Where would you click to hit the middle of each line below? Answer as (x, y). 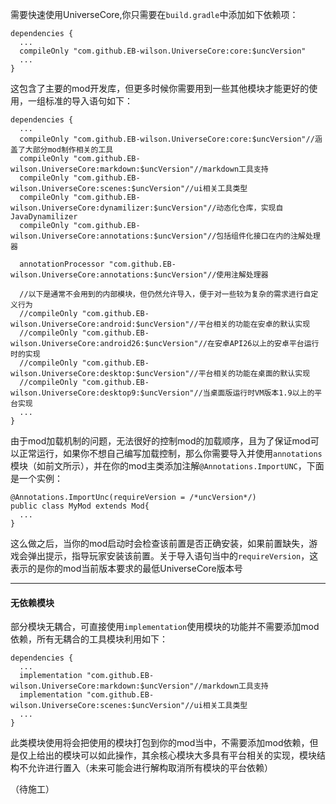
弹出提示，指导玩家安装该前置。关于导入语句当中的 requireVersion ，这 (173, 556)
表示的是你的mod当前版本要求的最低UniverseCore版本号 (126, 568)
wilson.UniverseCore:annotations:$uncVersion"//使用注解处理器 (139, 275)
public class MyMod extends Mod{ (80, 506)
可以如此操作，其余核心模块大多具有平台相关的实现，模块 (198, 755)
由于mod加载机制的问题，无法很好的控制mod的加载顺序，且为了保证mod (160, 441)
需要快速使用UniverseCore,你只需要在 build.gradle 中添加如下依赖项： (154, 14)
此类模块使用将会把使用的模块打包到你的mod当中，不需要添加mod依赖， (160, 743)
